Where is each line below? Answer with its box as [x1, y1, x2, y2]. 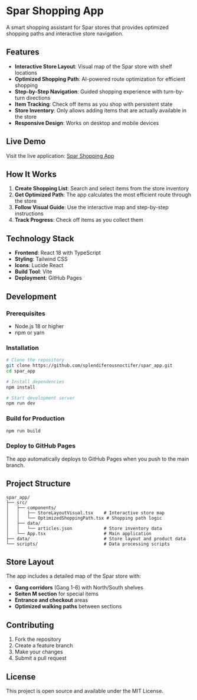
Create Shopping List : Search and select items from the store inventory [14, 185, 189, 192]
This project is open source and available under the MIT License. [6, 688, 164, 695]
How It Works [6, 169, 57, 179]
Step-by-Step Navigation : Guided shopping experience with [14, 87, 163, 95]
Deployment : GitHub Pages [14, 274, 83, 281]
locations [14, 69, 37, 76]
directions [26, 94, 51, 101]
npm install [6, 384, 35, 390]
